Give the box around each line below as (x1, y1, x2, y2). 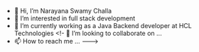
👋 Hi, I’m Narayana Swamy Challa (14, 7, 112, 15)
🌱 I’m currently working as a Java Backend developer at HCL (14, 22, 192, 30)
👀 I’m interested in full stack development (14, 14, 136, 22)
